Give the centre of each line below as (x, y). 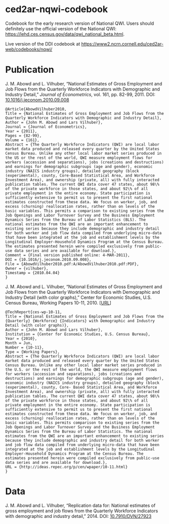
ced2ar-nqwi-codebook (56, 9)
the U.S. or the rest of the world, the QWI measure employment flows (81, 369)
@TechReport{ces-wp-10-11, (34, 312)
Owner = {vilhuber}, (27, 268)
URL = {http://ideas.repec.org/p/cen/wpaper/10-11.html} (67, 467)
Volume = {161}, (22, 140)
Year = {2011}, (21, 131)
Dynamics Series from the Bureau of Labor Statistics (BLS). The (75, 220)
